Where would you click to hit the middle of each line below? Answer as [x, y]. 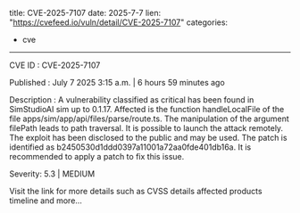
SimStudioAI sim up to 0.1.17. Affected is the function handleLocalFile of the [147, 109]
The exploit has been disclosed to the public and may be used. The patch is [148, 138]
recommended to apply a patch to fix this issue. [97, 156]
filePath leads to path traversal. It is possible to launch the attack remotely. [146, 128]
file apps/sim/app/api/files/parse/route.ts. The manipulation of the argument [150, 119]
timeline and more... [46, 201]
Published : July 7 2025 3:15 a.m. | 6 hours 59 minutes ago [117, 82]
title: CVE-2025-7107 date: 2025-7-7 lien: [85, 13]
